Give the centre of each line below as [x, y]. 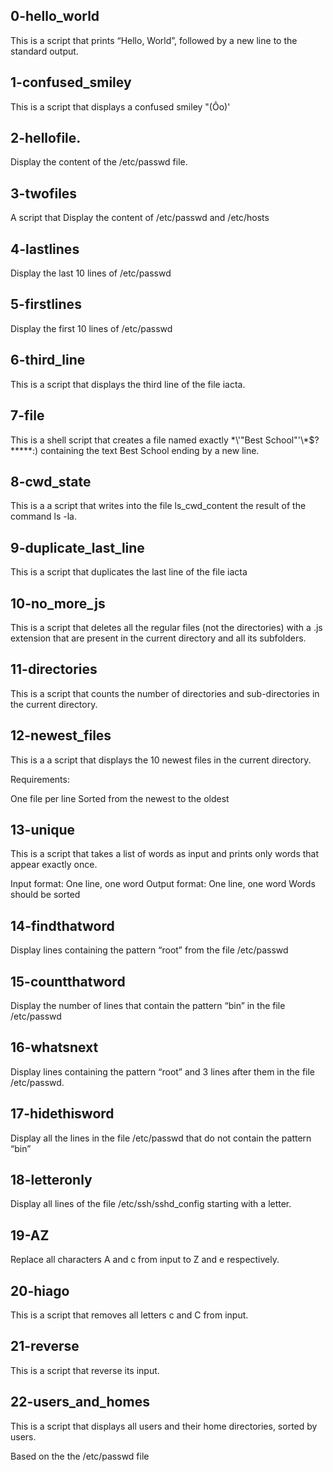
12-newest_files [61, 735]
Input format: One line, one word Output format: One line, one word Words [163, 884]
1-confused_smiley [71, 82]
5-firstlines [46, 304]
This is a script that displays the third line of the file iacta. [128, 384]
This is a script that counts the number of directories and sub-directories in [165, 693]
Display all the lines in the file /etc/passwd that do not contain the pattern [161, 1138]
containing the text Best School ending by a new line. [150, 450]
